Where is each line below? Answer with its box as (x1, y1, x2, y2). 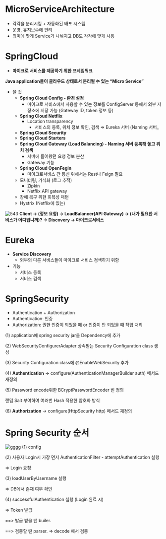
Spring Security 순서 (5, 427, 89, 438)
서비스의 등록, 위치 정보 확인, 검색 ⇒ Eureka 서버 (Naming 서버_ (34, 124, 159, 130)
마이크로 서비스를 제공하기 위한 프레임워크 (12, 67, 93, 73)
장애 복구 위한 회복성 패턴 (19, 194, 69, 200)
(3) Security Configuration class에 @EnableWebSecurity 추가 (5, 359, 129, 365)
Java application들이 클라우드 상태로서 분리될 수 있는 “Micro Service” (5, 78, 144, 84)
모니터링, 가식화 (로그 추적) (19, 177, 72, 183)
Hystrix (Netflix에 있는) (19, 200, 65, 206)
